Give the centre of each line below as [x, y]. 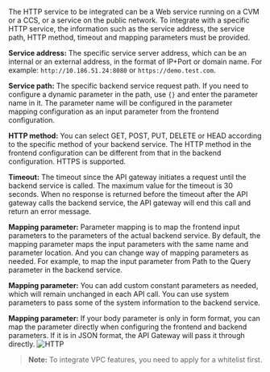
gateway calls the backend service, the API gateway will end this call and [130, 203]
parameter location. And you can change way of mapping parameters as [129, 253]
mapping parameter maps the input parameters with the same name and [129, 244]
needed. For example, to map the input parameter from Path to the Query [130, 261]
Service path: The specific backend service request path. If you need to [129, 86]
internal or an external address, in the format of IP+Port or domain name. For [135, 61]
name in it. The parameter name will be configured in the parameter [120, 103]
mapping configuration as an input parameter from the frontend [114, 111]
